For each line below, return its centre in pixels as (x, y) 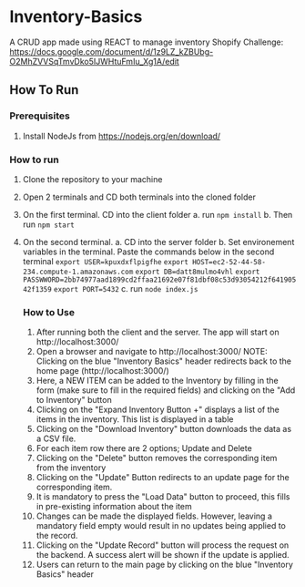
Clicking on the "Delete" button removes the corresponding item (157, 458)
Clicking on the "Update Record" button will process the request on (163, 545)
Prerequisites (40, 116)
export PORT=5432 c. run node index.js (126, 288)
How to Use (49, 312)
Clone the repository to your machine (92, 179)
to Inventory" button (74, 400)
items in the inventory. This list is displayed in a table (135, 419)
